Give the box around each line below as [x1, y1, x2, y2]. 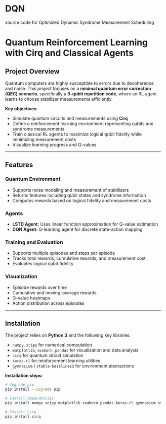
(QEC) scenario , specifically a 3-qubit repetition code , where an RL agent [5, 90, 157, 97]
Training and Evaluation [5, 239, 63, 246]
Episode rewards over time [12, 284, 67, 290]
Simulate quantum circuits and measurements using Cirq [12, 115, 128, 121]
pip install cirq [5, 414, 41, 419]
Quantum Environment [5, 176, 61, 183]
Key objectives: [5, 105, 38, 112]
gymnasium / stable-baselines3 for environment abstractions [12, 363, 134, 369]
